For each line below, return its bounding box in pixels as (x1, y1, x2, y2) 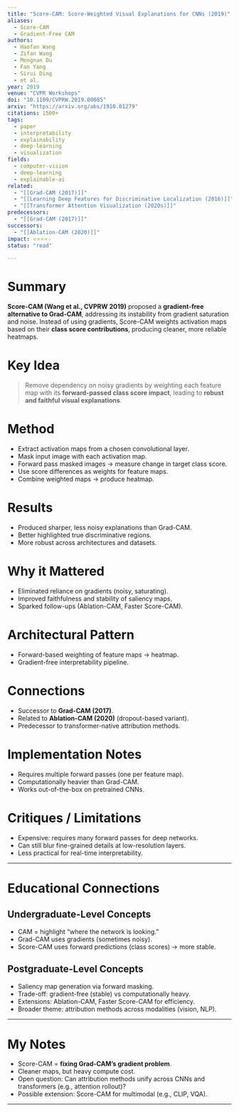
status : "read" (7, 242, 53, 249)
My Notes (7, 1036, 66, 1052)
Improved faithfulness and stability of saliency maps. (17, 594, 173, 603)
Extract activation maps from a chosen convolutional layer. (17, 445, 190, 453)
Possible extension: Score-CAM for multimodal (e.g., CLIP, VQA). (17, 1090, 208, 1098)
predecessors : (7, 209, 50, 216)
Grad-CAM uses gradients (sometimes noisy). (17, 935, 153, 943)
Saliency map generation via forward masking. (17, 982, 154, 990)
